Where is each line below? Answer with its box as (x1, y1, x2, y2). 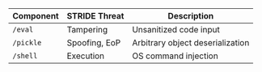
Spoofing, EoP (66, 37, 121, 48)
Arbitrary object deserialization (132, 37, 250, 48)
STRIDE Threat (66, 11, 125, 21)
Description (167, 11, 214, 21)
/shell (12, 52, 38, 60)
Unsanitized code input (132, 24, 220, 35)
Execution (66, 50, 105, 61)
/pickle (12, 38, 42, 47)
